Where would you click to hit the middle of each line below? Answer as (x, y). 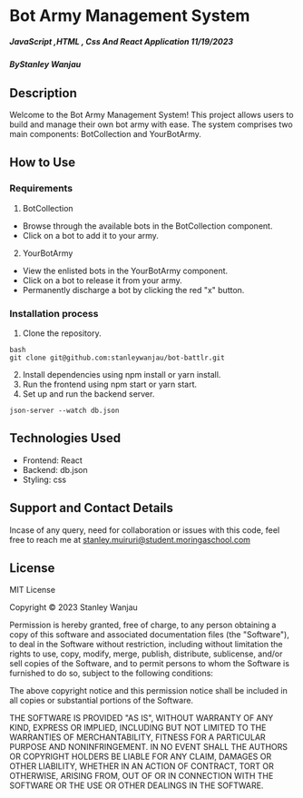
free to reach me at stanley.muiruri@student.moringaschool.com (130, 539)
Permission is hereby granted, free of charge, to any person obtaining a (143, 625)
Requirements (41, 189)
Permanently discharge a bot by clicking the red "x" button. (133, 290)
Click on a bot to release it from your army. (103, 280)
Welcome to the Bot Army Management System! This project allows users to (151, 114)
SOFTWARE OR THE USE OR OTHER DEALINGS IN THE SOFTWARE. (137, 785)
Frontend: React (53, 460)
